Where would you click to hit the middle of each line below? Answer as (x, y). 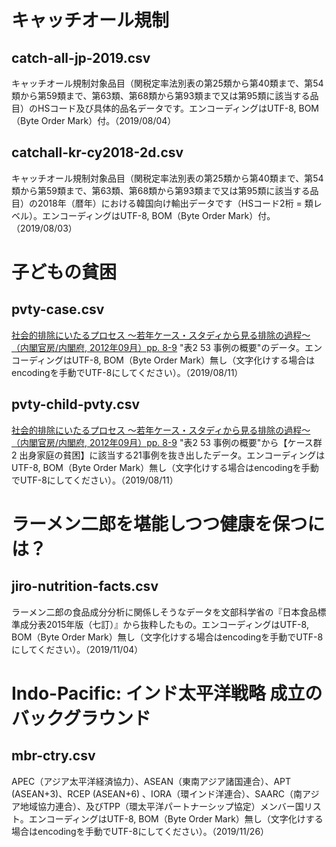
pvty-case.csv (58, 309)
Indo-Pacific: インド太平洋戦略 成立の (167, 693)
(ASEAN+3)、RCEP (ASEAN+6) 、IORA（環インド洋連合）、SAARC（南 (157, 793)
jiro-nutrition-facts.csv (85, 586)
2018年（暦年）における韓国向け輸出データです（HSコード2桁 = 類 (175, 203)
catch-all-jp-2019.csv (81, 57)
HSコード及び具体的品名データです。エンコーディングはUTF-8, (167, 108)
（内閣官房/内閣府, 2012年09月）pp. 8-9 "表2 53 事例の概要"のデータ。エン (167, 347)
